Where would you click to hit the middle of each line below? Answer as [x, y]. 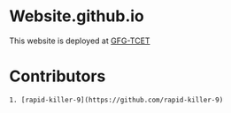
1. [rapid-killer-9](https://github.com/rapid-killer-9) [116, 100]
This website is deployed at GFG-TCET [80, 41]
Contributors [58, 76]
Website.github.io [77, 16]
